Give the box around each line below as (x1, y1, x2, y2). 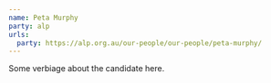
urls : (8, 30, 29, 39)
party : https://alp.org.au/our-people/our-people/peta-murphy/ (16, 38, 262, 48)
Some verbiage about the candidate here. (8, 63, 165, 74)
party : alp (8, 22, 50, 31)
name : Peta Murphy (8, 13, 78, 23)
